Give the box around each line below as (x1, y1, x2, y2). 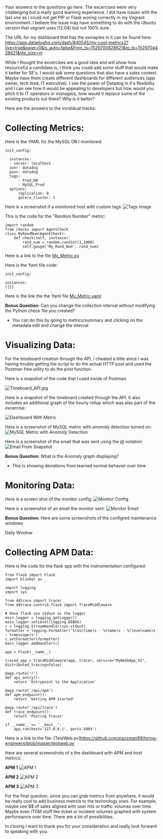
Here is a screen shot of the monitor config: (5, 496, 92, 502)
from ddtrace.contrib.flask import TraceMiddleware (5, 602, 112, 607)
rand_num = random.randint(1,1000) (22, 240, 95, 245)
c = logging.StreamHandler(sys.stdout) (5, 624, 86, 629)
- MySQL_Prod (18, 182, 45, 187)
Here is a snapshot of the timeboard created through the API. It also (5, 394, 141, 400)
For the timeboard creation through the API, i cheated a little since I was (5, 356, 149, 362)
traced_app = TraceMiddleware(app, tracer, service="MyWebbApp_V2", (5, 658, 147, 663)
